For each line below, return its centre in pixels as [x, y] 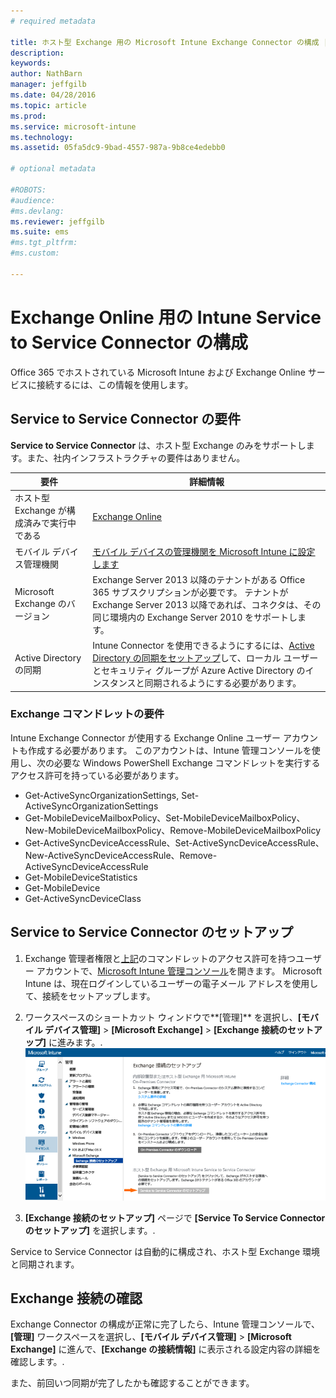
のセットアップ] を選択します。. [90, 1230]
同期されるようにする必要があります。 [223, 683]
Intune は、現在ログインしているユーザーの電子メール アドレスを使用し [171, 983]
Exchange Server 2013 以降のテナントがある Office [199, 579]
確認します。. [37, 1362]
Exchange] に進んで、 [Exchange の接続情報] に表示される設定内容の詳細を [166, 1349]
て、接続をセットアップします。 [90, 996]
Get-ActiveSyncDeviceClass [83, 898]
